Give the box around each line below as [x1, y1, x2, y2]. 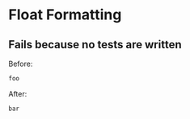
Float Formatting [8, 6, 122, 24]
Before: [8, 59, 33, 68]
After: [8, 88, 27, 98]
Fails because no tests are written [8, 38, 182, 51]
